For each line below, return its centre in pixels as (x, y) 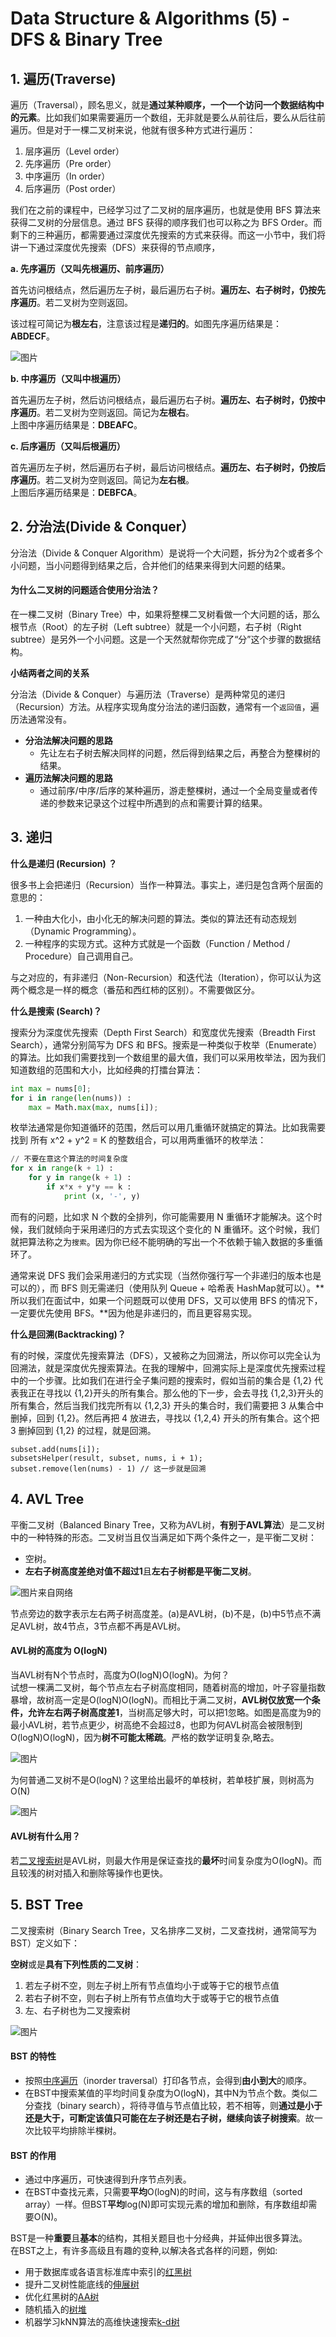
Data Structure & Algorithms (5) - (150, 18)
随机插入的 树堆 (55, 2309)
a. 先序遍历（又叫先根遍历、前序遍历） (90, 268)
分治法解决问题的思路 (68, 741)
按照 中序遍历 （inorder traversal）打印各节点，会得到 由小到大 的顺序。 (168, 2081)
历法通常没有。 (41, 719)
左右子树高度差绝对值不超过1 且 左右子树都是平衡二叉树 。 (140, 1571)
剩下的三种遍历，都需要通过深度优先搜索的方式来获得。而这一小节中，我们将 (168, 235)
